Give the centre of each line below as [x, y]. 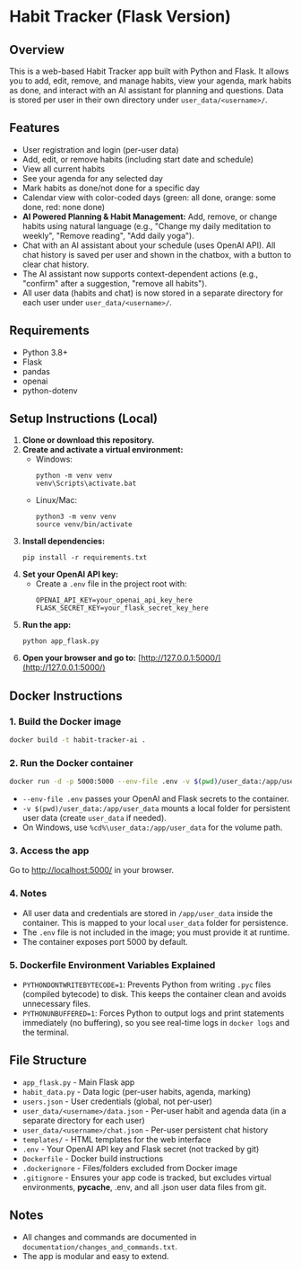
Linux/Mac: [56, 500]
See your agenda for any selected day [93, 178]
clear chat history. [56, 264]
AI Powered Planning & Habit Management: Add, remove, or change [150, 216]
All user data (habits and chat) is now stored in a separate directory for [153, 293]
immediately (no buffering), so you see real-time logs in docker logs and [156, 1023]
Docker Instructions [66, 696]
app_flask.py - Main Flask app [78, 1082]
